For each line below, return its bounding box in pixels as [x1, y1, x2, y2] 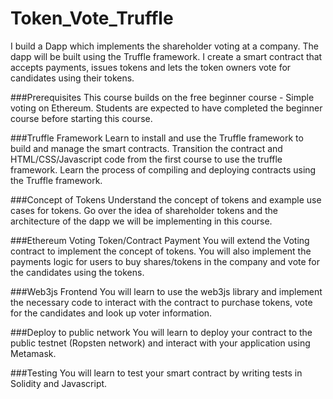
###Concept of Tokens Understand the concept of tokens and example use [10, 193, 322, 206]
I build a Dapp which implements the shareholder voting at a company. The [10, 40, 319, 52]
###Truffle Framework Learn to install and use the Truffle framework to [10, 132, 304, 144]
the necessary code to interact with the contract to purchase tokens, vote [10, 296, 313, 308]
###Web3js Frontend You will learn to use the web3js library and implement [10, 285, 323, 297]
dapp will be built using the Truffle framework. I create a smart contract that [10, 50, 323, 62]
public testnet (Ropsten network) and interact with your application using [10, 337, 311, 349]
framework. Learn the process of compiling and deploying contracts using [10, 163, 317, 176]
